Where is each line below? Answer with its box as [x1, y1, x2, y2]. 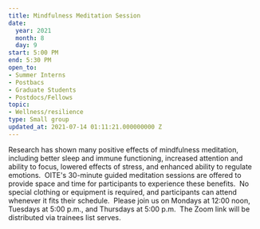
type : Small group [8, 116, 69, 124]
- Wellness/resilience [8, 109, 84, 116]
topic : [8, 101, 30, 109]
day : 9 [15, 41, 37, 49]
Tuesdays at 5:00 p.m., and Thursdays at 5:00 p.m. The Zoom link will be [8, 204, 250, 214]
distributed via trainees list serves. [8, 212, 121, 222]
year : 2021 [15, 26, 52, 34]
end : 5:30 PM [8, 57, 52, 65]
